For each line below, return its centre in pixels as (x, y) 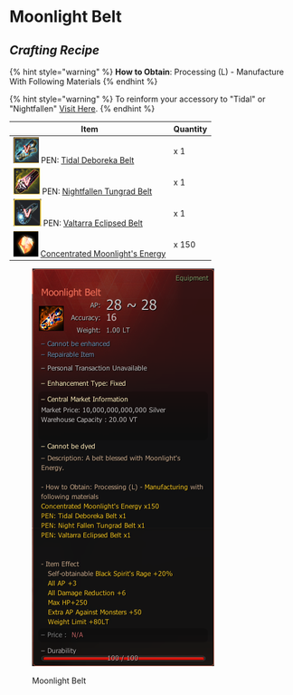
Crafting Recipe (54, 50)
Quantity (190, 129)
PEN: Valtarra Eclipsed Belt (93, 223)
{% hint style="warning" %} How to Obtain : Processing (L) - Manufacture (147, 72)
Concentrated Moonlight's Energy (103, 253)
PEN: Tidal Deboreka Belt (87, 159)
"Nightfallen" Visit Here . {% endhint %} (82, 109)
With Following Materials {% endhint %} (84, 82)
